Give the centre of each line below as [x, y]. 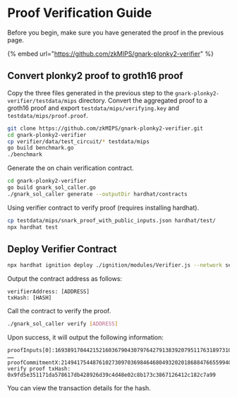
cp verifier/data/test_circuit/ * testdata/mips [79, 141]
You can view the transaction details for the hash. [79, 388]
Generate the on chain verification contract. [71, 168]
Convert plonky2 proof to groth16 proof [95, 76]
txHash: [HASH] [30, 298]
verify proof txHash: [39, 369]
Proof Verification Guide [80, 13]
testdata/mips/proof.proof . [48, 115]
